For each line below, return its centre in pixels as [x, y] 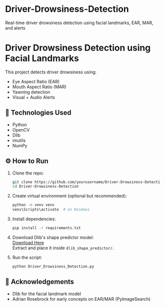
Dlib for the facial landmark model [47, 294]
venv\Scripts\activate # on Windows [51, 210]
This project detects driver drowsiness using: [51, 72]
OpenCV [21, 130]
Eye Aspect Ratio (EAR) [36, 81]
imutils [19, 140]
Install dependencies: [34, 219]
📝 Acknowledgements [40, 282]
